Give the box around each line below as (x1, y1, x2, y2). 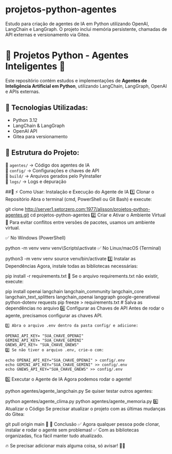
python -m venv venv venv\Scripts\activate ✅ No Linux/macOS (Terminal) (5, 245, 162, 251)
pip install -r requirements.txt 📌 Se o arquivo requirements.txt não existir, (5, 273, 159, 279)
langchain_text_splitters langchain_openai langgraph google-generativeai (5, 294, 160, 300)
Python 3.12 (12, 117, 37, 123)
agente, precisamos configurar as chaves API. (5, 312, 103, 318)
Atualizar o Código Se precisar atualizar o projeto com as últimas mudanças (5, 405, 166, 412)
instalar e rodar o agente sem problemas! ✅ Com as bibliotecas (5, 427, 139, 433)
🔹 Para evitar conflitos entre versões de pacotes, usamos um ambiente (5, 219, 155, 225)
